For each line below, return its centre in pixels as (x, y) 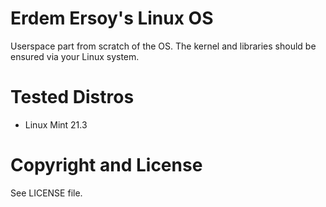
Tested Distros (72, 97)
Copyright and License (106, 165)
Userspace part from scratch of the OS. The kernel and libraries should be (163, 46)
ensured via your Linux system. (75, 56)
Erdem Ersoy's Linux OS (112, 18)
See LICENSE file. (46, 193)
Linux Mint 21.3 (56, 124)
